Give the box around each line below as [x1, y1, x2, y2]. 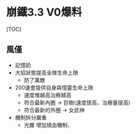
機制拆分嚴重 [14, 114, 47, 121]
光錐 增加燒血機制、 [23, 121, 73, 129]
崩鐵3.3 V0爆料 [6, 5, 82, 19]
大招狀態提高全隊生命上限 [14, 69, 78, 76]
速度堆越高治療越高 [23, 91, 72, 99]
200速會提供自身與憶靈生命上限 [14, 84, 93, 91]
